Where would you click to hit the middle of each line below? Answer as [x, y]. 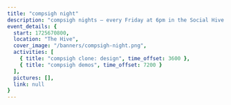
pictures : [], [34, 78]
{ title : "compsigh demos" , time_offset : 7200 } [91, 65]
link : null [29, 84]
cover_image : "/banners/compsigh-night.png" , [80, 46]
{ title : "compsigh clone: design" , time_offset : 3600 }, [105, 59]
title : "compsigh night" [43, 13]
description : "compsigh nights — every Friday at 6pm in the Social [108, 20]
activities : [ [34, 52]
